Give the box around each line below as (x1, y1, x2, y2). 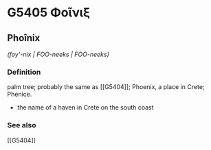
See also (7, 121, 36, 130)
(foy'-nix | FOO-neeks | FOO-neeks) (7, 50, 110, 58)
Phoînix (7, 32, 41, 44)
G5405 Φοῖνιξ (7, 5, 91, 21)
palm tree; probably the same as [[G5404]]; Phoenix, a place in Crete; (7, 83, 205, 91)
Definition (7, 67, 41, 77)
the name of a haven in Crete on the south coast (16, 103, 154, 112)
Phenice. (7, 90, 32, 99)
